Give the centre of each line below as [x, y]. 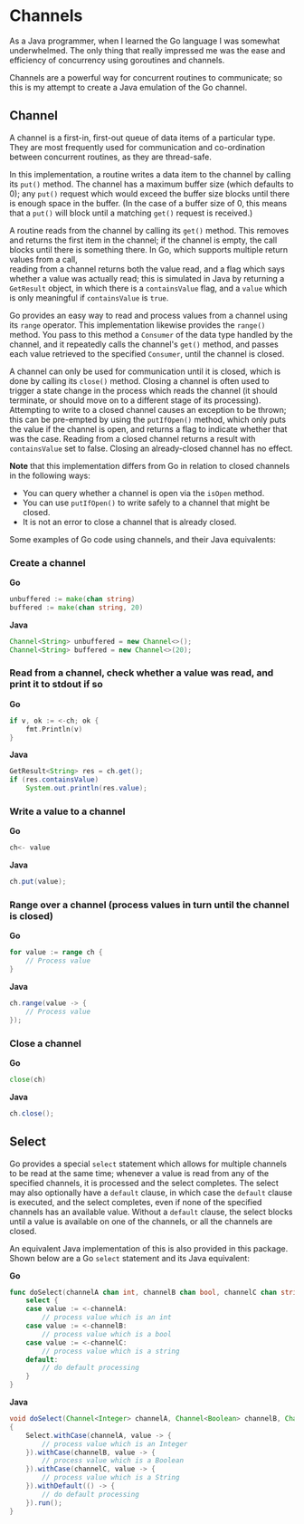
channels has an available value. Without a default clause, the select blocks [151, 1212]
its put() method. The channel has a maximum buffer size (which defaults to [152, 184]
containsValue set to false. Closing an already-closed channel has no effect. [151, 448]
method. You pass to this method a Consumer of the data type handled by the [152, 334]
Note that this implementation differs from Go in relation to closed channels [150, 465]
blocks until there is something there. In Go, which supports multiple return [149, 249]
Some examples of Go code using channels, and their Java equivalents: [142, 539]
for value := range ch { [56, 953]
